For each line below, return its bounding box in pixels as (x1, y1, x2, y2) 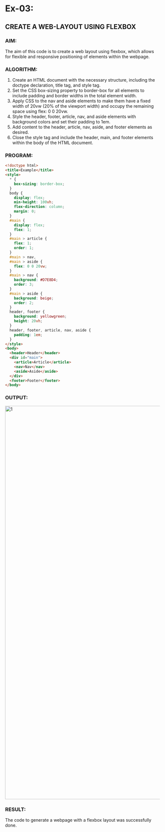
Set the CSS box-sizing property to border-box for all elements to (12, 88, 145, 93)
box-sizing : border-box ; (14, 181, 65, 186)
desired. (12, 129, 29, 135)
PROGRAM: (5, 152, 33, 159)
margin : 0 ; (14, 209, 36, 214)
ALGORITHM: (5, 66, 38, 73)
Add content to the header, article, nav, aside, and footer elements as (12, 124, 152, 130)
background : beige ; (14, 296, 54, 300)
